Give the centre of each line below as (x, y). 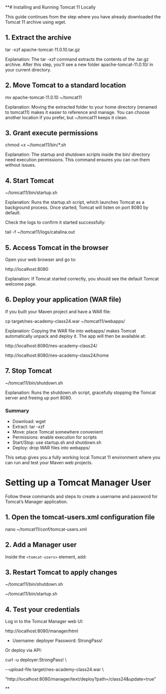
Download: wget (29, 421)
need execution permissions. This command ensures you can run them (78, 160)
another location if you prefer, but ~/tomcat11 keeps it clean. (66, 117)
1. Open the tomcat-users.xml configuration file (80, 517)
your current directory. (28, 69)
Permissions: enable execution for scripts (55, 437)
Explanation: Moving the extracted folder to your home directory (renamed (81, 107)
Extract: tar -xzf (28, 427)
